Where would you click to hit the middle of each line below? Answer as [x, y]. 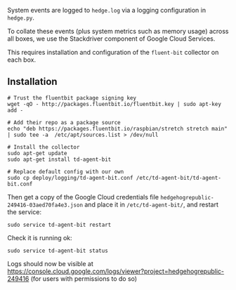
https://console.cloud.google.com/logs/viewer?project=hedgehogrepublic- [116, 271]
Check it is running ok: [40, 237]
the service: [25, 212]
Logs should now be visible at [50, 263]
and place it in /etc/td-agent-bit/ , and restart [151, 204]
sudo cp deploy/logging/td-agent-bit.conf [70, 178]
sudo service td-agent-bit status [58, 251]
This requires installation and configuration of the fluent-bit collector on [113, 52]
